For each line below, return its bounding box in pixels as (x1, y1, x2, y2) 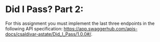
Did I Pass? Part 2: (5, 4, 84, 15)
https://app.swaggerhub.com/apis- (63, 25, 138, 31)
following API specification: (5, 25, 63, 31)
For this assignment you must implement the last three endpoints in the (5, 20, 155, 26)
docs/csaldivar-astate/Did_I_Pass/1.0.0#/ (5, 31, 92, 37)
